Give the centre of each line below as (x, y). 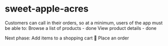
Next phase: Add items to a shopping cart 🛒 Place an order (67, 38)
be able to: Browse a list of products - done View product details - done (81, 28)
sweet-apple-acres (47, 9)
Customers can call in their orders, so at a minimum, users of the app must (84, 23)
